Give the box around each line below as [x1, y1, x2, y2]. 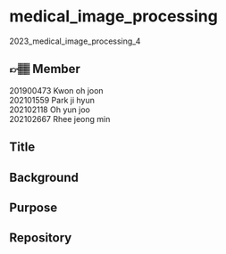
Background [9, 169, 79, 184]
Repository [9, 230, 72, 246]
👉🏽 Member [9, 61, 80, 77]
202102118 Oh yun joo [9, 104, 91, 115]
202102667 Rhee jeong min [9, 113, 111, 124]
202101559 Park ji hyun [9, 94, 96, 105]
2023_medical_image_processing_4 [9, 36, 141, 46]
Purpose [9, 200, 58, 215]
